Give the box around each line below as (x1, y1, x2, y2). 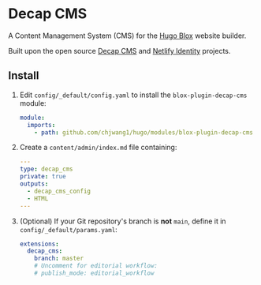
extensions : (19, 240, 59, 248)
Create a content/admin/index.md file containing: (19, 143, 177, 152)
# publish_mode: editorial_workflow (34, 269, 155, 277)
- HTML (27, 194, 49, 202)
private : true (19, 173, 66, 181)
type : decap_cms (19, 165, 73, 174)
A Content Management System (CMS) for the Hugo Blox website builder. (8, 31, 247, 40)
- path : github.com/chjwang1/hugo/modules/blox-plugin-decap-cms (34, 128, 254, 137)
